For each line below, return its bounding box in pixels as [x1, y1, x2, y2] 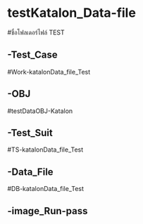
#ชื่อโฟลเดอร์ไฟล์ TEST [7, 28, 65, 37]
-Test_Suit [7, 126, 53, 138]
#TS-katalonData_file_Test [7, 145, 84, 154]
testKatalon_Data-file [7, 5, 136, 21]
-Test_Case [7, 49, 58, 61]
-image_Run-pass [7, 205, 88, 217]
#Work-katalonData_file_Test [7, 67, 91, 76]
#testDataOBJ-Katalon [7, 107, 73, 115]
